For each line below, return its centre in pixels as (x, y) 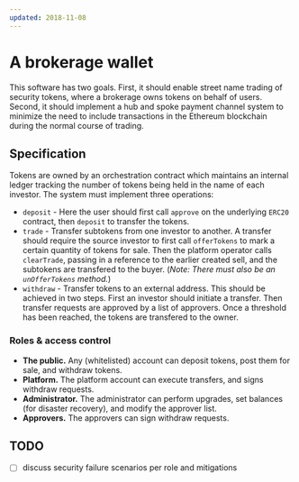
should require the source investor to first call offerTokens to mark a (149, 241)
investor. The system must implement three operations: (112, 195)
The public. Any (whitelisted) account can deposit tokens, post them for (156, 360)
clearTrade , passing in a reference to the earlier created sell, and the (149, 260)
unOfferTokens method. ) (67, 279)
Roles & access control (60, 341)
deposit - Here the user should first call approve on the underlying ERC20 (156, 212)
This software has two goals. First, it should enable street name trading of (146, 87)
